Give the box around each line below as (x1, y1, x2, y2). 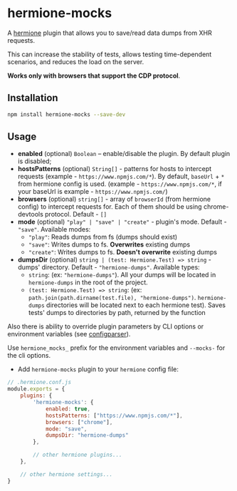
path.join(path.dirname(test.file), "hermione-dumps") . (28, 294, 196, 302)
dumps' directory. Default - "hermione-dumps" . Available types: (17, 263, 201, 272)
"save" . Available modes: (17, 225, 91, 234)
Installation (7, 92, 58, 104)
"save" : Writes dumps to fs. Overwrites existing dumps (28, 240, 191, 249)
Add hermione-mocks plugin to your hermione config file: (17, 365, 179, 373)
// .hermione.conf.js (7, 379, 72, 386)
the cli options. (7, 351, 51, 360)
